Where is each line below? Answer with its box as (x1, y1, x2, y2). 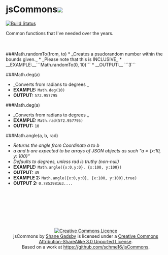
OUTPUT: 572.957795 (13, 92, 58, 98)
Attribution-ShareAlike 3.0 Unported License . (39, 238, 133, 244)
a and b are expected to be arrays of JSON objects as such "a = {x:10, (13, 147, 161, 153)
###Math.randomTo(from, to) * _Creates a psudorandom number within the (6, 51, 163, 57)
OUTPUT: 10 (13, 122, 40, 129)
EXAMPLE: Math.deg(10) (13, 86, 65, 92)
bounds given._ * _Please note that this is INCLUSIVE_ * (6, 56, 122, 62)
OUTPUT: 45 (13, 169, 40, 175)
